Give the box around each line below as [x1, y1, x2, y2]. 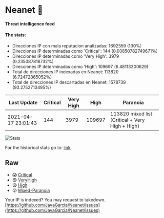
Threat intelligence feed [5, 21, 55, 26]
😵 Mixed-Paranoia [12, 187, 50, 193]
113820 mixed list [110, 110, 153, 117]
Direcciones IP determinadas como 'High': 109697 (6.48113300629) [12, 64, 149, 69]
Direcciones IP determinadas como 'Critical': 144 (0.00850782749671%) [12, 48, 158, 54]
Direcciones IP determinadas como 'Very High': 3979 [12, 53, 119, 59]
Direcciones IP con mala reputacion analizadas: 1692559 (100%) [12, 43, 142, 48]
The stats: [5, 32, 26, 38]
